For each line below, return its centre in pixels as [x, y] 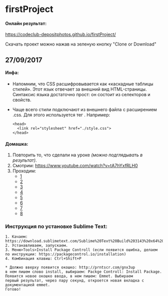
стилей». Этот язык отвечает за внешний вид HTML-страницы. [79, 89]
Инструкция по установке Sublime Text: [56, 226]
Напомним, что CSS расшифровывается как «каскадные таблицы [83, 84]
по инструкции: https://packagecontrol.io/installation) [66, 254]
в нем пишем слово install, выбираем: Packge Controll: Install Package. [84, 272]
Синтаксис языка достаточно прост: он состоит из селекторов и [81, 94]
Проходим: [24, 171]
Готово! [13, 289]
